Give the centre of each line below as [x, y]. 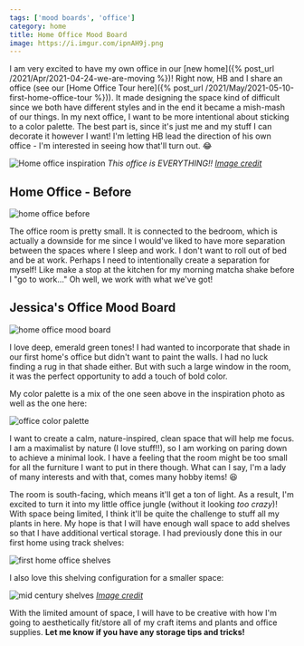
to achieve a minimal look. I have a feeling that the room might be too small [148, 458]
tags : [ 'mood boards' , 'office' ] [72, 18]
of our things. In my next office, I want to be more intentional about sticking [149, 117]
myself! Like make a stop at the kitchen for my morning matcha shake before [152, 270]
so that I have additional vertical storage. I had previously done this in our [146, 533]
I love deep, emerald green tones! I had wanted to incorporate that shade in [150, 347]
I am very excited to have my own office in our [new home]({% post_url [142, 69]
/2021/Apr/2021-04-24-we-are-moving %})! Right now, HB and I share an [146, 79]
